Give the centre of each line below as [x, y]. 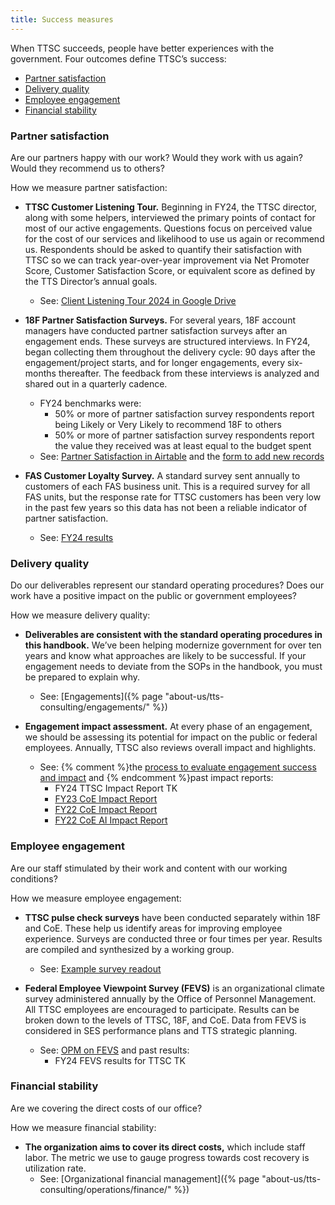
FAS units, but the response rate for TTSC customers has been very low [173, 497]
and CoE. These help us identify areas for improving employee [153, 928]
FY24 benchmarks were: [90, 403]
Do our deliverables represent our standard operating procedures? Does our [167, 585]
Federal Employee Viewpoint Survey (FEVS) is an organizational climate [174, 988]
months [40, 373]
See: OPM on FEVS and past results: [114, 1050]
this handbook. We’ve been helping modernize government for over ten [173, 645]
